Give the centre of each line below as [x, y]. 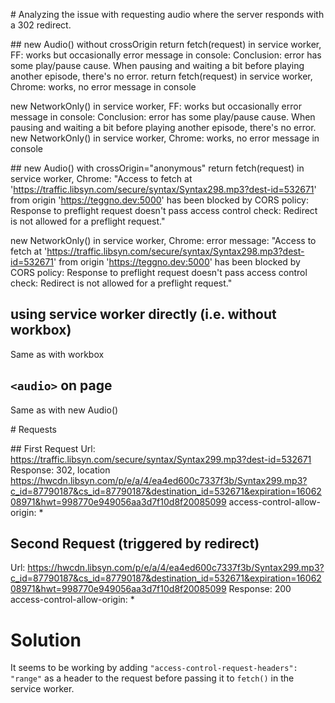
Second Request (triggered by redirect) [135, 544]
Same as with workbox [57, 354]
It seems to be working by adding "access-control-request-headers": [154, 668]
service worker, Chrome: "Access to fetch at [101, 178]
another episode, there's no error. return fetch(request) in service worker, [161, 76]
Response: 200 [260, 589]
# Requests [34, 429]
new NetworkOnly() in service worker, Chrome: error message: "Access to [163, 240]
